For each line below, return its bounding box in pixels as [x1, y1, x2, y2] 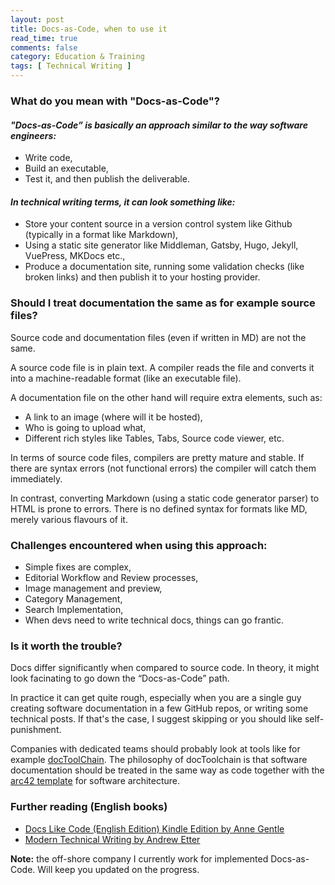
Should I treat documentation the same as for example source [10, 296, 316, 310]
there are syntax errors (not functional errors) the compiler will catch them [10, 462, 317, 474]
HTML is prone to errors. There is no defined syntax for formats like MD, [10, 502, 308, 515]
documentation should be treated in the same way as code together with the [10, 764, 325, 776]
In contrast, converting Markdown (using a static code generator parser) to [10, 492, 320, 504]
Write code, [24, 152, 73, 164]
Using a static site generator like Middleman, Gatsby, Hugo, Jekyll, [24, 239, 299, 251]
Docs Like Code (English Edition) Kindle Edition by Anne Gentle [24, 822, 285, 835]
